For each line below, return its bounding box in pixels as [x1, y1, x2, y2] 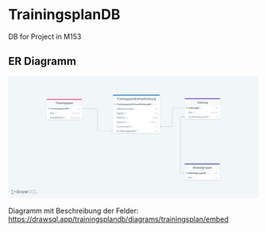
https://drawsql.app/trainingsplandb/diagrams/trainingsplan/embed [8, 215, 229, 224]
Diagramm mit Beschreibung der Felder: [8, 206, 139, 215]
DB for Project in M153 [8, 32, 82, 41]
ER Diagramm [8, 55, 77, 68]
